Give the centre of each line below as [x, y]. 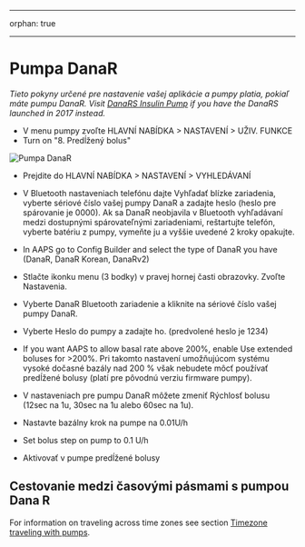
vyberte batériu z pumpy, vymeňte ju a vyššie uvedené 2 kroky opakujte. [158, 232]
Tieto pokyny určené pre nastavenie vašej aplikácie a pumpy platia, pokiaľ [149, 94]
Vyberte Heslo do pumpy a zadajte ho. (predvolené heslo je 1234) [145, 331]
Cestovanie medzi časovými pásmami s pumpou [149, 487]
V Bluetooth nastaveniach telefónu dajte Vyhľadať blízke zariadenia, [149, 193]
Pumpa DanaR [64, 69]
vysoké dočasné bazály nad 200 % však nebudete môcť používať [145, 368]
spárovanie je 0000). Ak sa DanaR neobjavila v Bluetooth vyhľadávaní [152, 212]
